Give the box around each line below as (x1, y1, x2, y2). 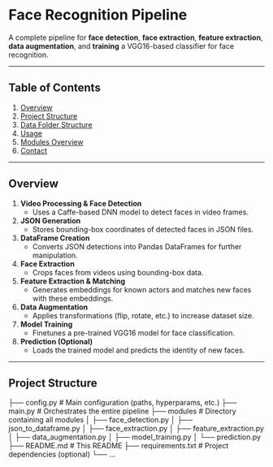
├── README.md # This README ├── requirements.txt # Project (8, 441, 229, 451)
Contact (19, 145, 47, 155)
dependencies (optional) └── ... (8, 449, 116, 460)
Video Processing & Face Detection (19, 198, 142, 208)
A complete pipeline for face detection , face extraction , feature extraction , (8, 32, 263, 42)
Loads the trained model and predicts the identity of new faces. (32, 345, 245, 355)
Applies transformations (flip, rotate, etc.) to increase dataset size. (32, 310, 254, 320)
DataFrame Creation (19, 233, 90, 243)
